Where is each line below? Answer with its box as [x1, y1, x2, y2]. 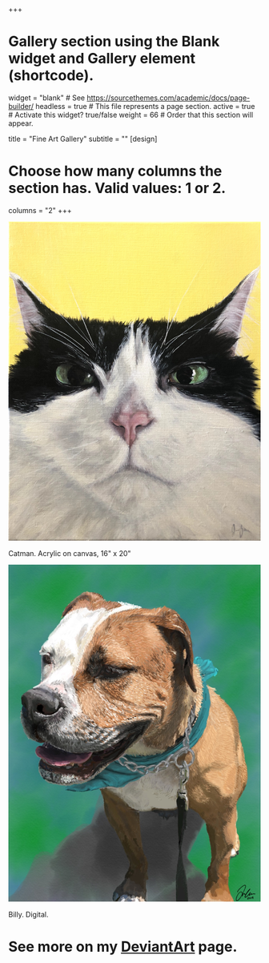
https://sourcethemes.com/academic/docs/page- [86, 93, 251, 103]
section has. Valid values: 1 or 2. [8, 179, 227, 197]
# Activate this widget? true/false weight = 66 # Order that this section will [8, 110, 254, 119]
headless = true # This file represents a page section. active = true [35, 101, 255, 111]
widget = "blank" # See [8, 93, 86, 103]
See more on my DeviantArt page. [8, 938, 238, 956]
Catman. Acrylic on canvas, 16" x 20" [8, 549, 131, 558]
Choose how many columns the [8, 162, 223, 180]
